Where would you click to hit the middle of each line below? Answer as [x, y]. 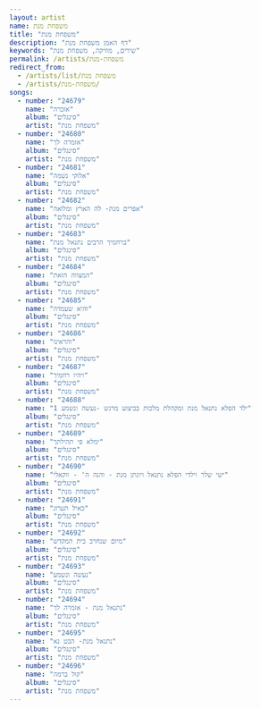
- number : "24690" [52, 467]
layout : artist [38, 17]
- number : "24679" [52, 101]
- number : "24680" [52, 134]
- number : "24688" [52, 400]
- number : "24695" [52, 633]
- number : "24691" [52, 500]
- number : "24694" [52, 600]
